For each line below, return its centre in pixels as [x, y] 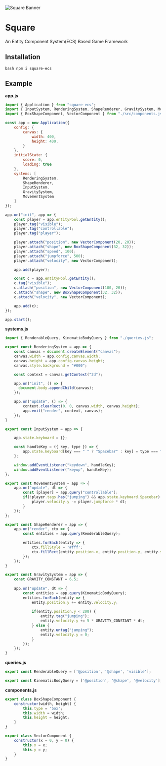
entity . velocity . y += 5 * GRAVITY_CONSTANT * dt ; [92, 621]
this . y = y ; [35, 750]
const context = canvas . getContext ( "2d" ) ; [58, 375]
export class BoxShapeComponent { [41, 699]
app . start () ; [19, 319]
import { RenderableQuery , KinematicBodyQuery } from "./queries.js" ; [79, 338]
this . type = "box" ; [43, 708]
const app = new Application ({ [37, 123]
